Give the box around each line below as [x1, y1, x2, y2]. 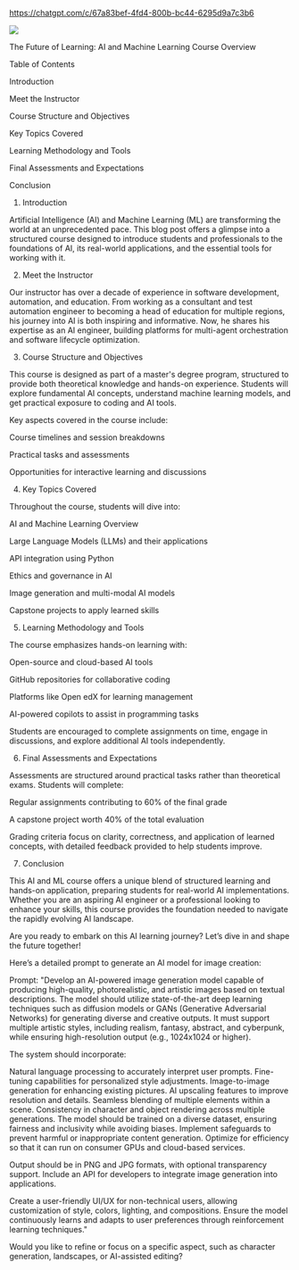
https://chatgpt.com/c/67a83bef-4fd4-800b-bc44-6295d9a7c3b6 [9, 8, 254, 18]
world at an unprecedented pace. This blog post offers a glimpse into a [9, 224, 270, 235]
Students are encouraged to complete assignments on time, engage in [9, 726, 268, 736]
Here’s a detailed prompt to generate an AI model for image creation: [9, 958, 262, 967]
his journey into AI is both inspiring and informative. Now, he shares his [9, 316, 270, 326]
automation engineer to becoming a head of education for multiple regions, [9, 306, 286, 316]
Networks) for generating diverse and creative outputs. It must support [9, 1013, 270, 1023]
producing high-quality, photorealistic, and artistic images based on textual [9, 984, 286, 994]
